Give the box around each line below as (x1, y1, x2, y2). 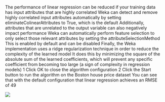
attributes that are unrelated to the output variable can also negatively (5, 25, 147, 31)
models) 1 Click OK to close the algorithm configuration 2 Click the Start (5, 67, 152, 73)
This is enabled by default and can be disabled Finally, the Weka (5, 41, 136, 46)
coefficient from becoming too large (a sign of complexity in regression (5, 61, 150, 67)
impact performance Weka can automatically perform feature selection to (5, 30, 155, 36)
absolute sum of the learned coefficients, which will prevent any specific (5, 56, 153, 62)
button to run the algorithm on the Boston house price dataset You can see (5, 72, 157, 77)
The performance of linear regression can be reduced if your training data (5, 4, 156, 10)
